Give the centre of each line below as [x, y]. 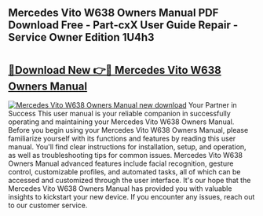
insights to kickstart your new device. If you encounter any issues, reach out [131, 197]
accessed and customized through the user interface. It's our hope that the [130, 180]
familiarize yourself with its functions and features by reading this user [122, 138]
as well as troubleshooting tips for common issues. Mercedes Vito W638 [126, 155]
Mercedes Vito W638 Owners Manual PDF [113, 13]
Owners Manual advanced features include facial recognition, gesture [121, 163]
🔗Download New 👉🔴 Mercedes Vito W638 [115, 70]
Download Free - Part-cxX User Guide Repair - [123, 26]
